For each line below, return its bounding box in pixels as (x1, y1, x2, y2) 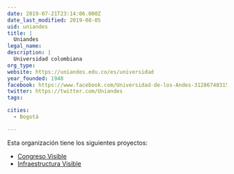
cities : (7, 107, 30, 114)
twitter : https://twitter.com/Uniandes (7, 88, 123, 95)
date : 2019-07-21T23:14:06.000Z (7, 10, 101, 17)
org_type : (7, 62, 36, 69)
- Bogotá (13, 113, 39, 120)
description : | (7, 49, 52, 56)
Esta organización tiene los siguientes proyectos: (7, 139, 148, 147)
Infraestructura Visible (17, 159, 81, 168)
